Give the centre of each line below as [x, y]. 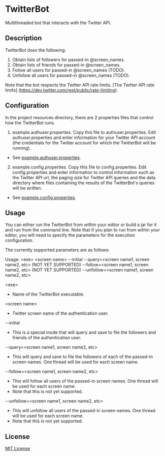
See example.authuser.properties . [47, 157]
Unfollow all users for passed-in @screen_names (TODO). [71, 75]
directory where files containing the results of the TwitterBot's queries [83, 183]
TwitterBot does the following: [35, 50]
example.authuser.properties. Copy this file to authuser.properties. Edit [84, 132]
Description [23, 38]
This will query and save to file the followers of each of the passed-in [82, 357]
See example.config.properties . [44, 197]
